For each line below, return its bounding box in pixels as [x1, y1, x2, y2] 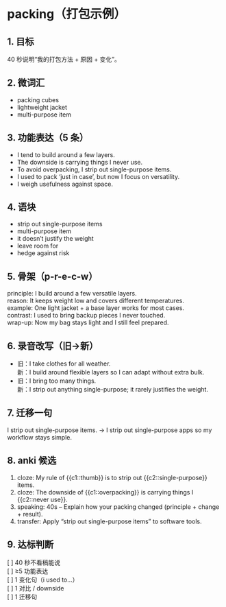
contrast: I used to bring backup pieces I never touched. [7, 311, 166, 320]
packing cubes [16, 95, 60, 104]
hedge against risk [16, 249, 70, 257]
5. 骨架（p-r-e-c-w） [7, 270, 98, 282]
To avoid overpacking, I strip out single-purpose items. [16, 165, 172, 174]
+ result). [16, 510, 43, 518]
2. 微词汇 [7, 77, 45, 89]
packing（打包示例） [7, 6, 127, 22]
